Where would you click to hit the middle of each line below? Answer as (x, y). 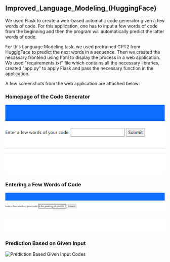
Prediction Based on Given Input (46, 243)
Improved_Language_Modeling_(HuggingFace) (81, 8)
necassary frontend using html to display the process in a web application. (83, 57)
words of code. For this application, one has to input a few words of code (81, 26)
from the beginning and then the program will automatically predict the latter (85, 31)
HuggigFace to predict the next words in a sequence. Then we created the (83, 52)
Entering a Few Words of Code (43, 184)
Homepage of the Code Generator (48, 96)
